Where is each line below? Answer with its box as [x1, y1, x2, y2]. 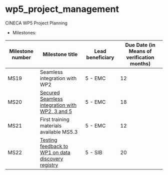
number [11, 54, 31, 61]
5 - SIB [85, 149, 102, 156]
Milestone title [42, 51, 78, 58]
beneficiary [86, 54, 114, 61]
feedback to [39, 143, 68, 150]
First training [39, 116, 70, 123]
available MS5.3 [39, 128, 78, 135]
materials [39, 122, 61, 129]
